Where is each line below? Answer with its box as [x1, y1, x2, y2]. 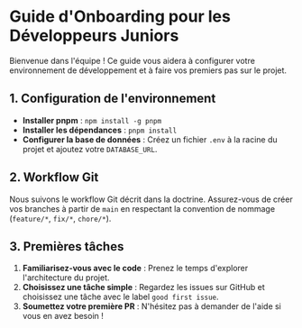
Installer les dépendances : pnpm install [22, 124, 178, 135]
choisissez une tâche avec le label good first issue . [22, 291, 219, 303]
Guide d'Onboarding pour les [9, 6, 232, 27]
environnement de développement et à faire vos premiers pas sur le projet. [9, 65, 287, 76]
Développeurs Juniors [9, 25, 179, 46]
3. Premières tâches [9, 239, 124, 254]
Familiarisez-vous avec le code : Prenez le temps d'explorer [22, 263, 249, 274]
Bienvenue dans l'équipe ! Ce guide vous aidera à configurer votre [9, 55, 255, 66]
